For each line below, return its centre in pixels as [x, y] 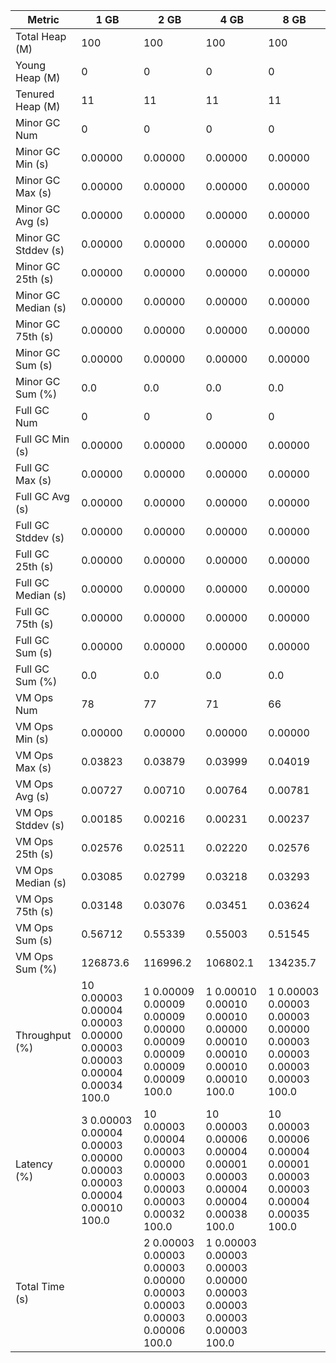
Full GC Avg [42, 496]
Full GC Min [42, 439]
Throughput [43, 1035]
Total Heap [41, 36]
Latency [34, 1164]
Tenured [35, 94]
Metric [43, 19]
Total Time [40, 1286]
